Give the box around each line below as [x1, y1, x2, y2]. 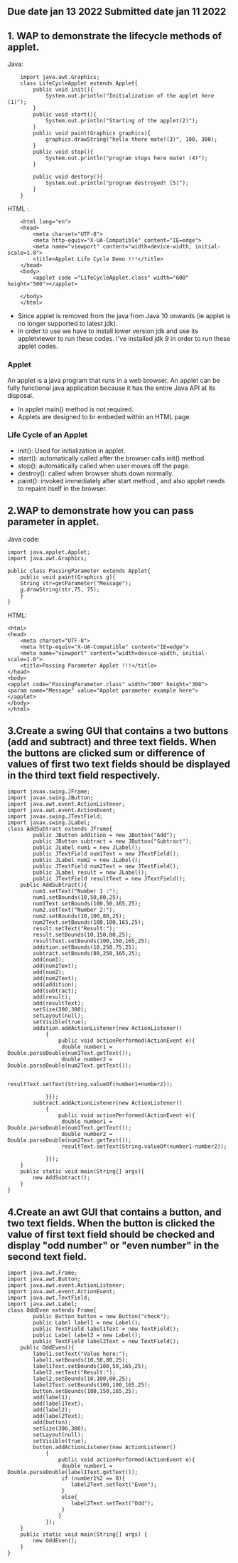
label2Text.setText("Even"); [70, 1481, 158, 1488]
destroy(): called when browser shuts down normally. [17, 469, 174, 478]
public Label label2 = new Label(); [33, 1332, 141, 1339]
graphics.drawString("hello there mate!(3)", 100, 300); [45, 136, 218, 143]
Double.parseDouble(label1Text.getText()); [7, 1469, 139, 1476]
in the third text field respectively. [7, 769, 161, 781]
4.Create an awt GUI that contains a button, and [7, 1206, 222, 1218]
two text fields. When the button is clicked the [7, 1217, 215, 1229]
